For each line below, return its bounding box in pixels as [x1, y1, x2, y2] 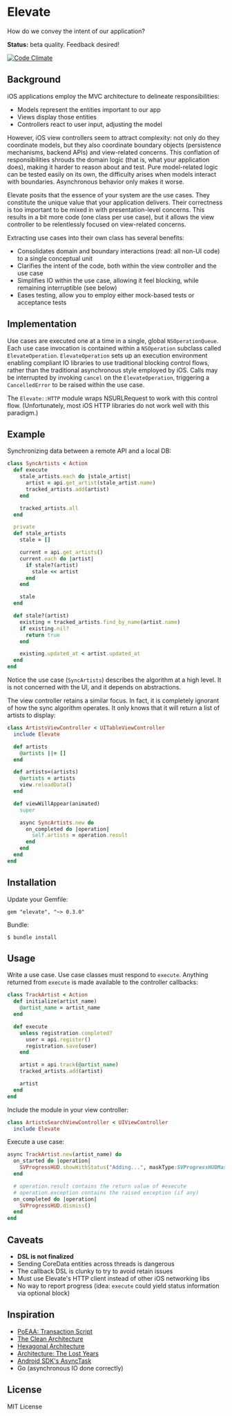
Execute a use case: [7, 1138, 64, 1146]
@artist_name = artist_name [19, 1005, 100, 1012]
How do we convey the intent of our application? [7, 27, 145, 35]
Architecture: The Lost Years [17, 1349, 99, 1357]
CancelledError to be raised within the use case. [7, 380, 145, 389]
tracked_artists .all [19, 504, 79, 511]
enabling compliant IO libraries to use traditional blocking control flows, [7, 358, 210, 366]
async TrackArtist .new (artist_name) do [7, 1151, 122, 1158]
